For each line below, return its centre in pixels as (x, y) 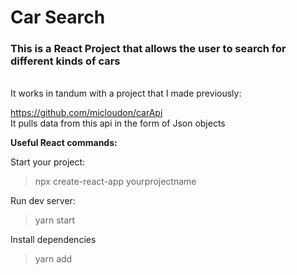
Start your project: (48, 162)
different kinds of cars (65, 61)
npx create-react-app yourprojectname (115, 182)
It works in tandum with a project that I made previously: (126, 93)
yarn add (53, 259)
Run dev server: (43, 201)
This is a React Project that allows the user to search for (148, 49)
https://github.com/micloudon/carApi (86, 113)
